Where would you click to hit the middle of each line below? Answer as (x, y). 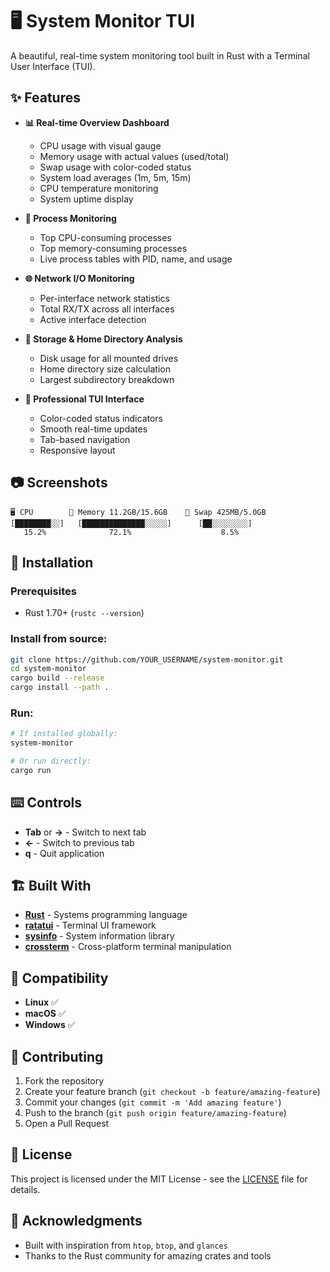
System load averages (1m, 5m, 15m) (115, 177)
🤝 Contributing (57, 1056)
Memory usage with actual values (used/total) (134, 156)
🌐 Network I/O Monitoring (79, 278)
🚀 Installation (52, 562)
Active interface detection (93, 319)
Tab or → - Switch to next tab (85, 832)
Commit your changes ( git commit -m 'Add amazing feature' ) (153, 1102)
